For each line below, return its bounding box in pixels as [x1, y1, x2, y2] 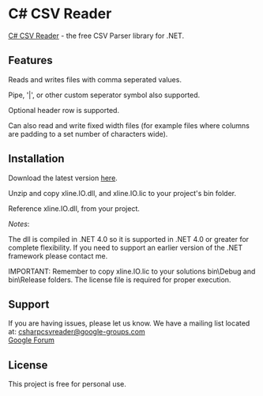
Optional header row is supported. [8, 105, 120, 115]
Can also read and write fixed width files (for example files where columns [8, 120, 250, 130]
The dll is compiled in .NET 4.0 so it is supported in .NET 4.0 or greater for [8, 234, 250, 243]
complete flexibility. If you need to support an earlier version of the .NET [8, 243, 243, 252]
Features [8, 54, 53, 67]
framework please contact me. [8, 251, 108, 261]
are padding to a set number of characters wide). [8, 129, 168, 138]
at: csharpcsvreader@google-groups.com [8, 327, 145, 337]
